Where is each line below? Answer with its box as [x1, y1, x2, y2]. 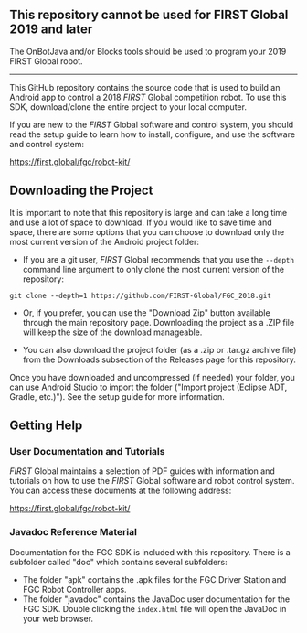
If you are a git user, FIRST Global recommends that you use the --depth [22, 253, 295, 264]
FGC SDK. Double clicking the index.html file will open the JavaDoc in [22, 603, 287, 614]
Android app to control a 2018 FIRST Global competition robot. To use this [9, 91, 287, 102]
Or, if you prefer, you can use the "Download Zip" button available [22, 306, 271, 318]
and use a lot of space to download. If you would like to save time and [9, 217, 272, 228]
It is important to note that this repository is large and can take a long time [9, 207, 288, 218]
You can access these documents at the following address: [9, 485, 232, 497]
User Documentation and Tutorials [9, 445, 165, 457]
